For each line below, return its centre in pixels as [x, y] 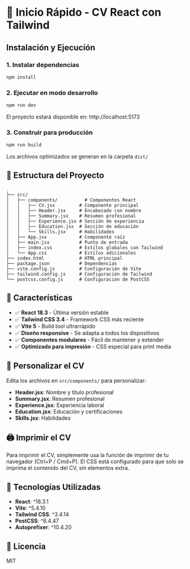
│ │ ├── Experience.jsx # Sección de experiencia [75, 221]
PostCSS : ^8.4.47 [37, 521]
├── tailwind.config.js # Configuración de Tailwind [79, 274]
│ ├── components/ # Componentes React [71, 200]
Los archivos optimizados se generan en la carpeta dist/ [78, 157]
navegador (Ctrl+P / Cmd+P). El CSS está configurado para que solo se [95, 461]
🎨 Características [40, 298]
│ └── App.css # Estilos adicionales [71, 253]
